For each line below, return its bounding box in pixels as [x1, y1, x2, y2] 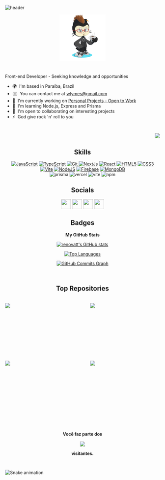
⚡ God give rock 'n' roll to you [12, 114, 74, 120]
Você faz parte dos [63, 431, 102, 437]
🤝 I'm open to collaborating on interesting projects [12, 109, 115, 114]
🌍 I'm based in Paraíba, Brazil [12, 83, 75, 89]
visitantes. [71, 450, 94, 456]
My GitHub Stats [65, 232, 100, 238]
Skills [74, 148, 91, 156]
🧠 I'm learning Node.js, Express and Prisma [12, 103, 101, 109]
